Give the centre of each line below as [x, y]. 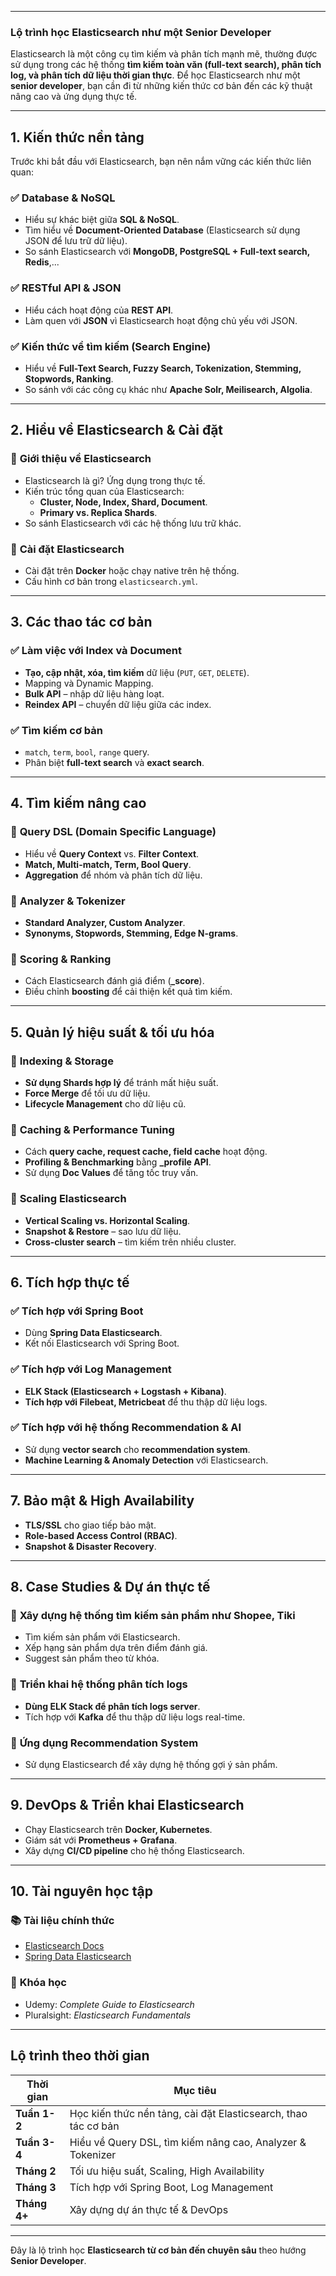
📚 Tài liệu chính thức [62, 1921]
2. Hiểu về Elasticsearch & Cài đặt [117, 430]
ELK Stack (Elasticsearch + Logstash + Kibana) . [125, 1391]
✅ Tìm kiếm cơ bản [57, 730]
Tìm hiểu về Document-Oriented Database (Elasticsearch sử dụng [162, 230]
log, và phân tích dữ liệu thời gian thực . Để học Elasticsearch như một [155, 75]
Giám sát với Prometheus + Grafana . [101, 1840]
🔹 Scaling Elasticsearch [68, 1199]
